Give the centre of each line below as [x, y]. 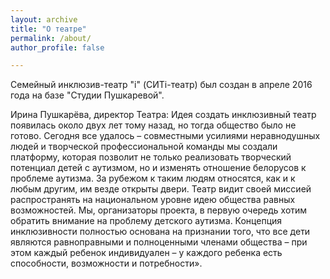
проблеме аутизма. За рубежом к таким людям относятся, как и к [153, 178]
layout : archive [44, 19]
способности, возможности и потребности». [106, 263]
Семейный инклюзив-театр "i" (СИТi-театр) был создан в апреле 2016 [161, 85]
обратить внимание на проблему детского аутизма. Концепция [146, 221]
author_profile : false [57, 47]
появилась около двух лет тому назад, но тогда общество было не [153, 125]
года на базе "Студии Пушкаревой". [87, 95]
